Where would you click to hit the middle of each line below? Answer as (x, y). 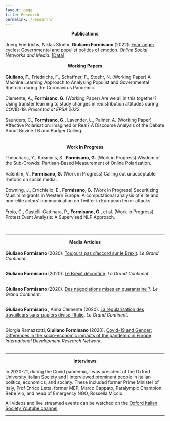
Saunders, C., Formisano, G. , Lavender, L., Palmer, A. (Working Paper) (78, 120)
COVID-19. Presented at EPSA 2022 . (43, 109)
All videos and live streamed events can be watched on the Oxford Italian (81, 403)
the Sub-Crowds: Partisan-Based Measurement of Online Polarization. (78, 163)
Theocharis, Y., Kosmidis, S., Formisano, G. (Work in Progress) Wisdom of (83, 158)
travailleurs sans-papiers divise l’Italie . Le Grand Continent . (67, 315)
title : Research (22, 15)
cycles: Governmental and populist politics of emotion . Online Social (76, 50)
